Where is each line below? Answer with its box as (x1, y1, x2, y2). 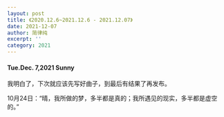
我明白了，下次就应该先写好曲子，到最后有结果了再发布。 (7, 80, 171, 88)
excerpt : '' (7, 36, 41, 43)
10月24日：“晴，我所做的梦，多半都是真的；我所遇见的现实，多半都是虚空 (7, 94, 218, 103)
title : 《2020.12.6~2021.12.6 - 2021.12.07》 (7, 17, 133, 23)
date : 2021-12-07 (7, 23, 57, 30)
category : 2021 (7, 42, 51, 49)
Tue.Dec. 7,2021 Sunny (7, 63, 75, 72)
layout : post (7, 10, 45, 17)
